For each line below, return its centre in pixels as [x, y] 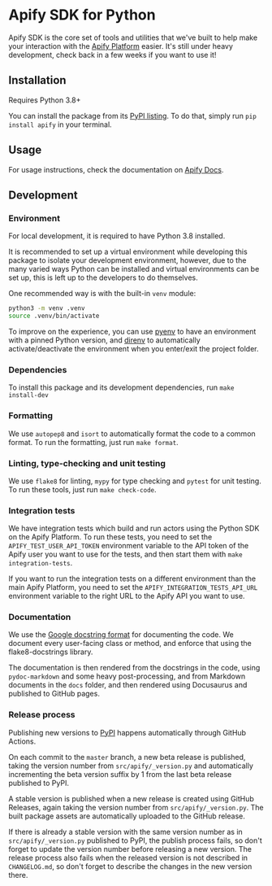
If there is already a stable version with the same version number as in [126, 831]
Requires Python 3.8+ [45, 100]
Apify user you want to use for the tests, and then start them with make [125, 554]
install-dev [28, 395]
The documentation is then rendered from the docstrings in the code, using [134, 668]
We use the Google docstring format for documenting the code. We [121, 635]
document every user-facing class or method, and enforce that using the [130, 644]
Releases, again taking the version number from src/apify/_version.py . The [136, 807]
